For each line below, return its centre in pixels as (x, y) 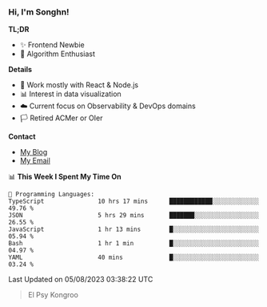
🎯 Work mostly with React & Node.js (79, 85)
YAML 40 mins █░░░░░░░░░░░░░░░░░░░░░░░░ (134, 258)
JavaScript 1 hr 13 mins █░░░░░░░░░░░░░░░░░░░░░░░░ (134, 230)
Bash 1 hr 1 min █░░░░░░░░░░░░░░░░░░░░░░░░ (134, 244)
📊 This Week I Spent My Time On (65, 177)
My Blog (34, 152)
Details (20, 70)
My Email (35, 161)
